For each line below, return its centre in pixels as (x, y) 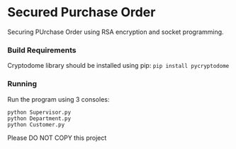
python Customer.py (36, 124)
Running (22, 84)
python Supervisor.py (39, 112)
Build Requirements (42, 50)
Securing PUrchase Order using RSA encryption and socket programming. (116, 32)
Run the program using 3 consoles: (58, 99)
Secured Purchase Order (82, 12)
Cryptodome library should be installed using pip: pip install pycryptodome (118, 66)
